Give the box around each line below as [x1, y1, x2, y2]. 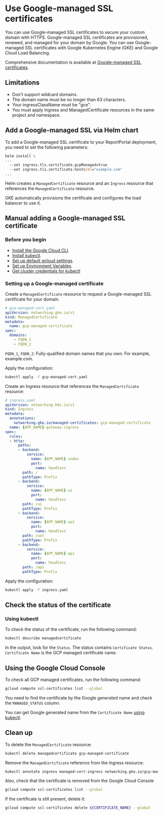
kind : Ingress [5, 407, 34, 412]
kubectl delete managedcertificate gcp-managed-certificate [5, 751, 130, 756]
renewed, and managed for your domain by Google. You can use [5, 39, 134, 45]
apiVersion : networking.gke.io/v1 [5, 310, 75, 315]
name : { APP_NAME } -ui [31, 488, 73, 493]
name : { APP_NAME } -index [31, 457, 79, 462]
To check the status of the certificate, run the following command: [5, 627, 137, 632]
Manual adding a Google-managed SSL [5, 214, 126, 222]
